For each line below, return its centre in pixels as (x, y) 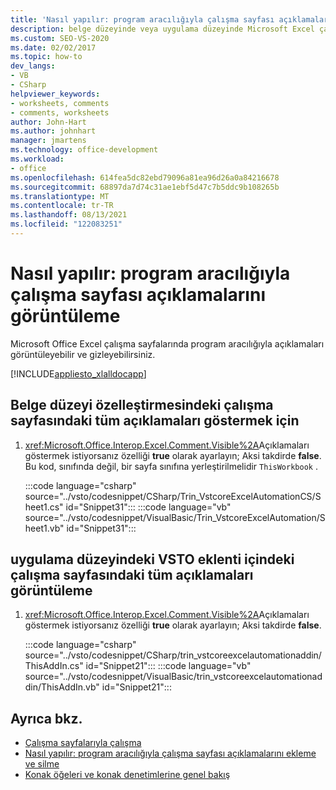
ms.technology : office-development (84, 150)
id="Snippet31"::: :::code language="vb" (148, 507)
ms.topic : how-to (46, 57)
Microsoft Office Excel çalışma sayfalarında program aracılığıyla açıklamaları (167, 343)
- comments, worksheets (60, 112)
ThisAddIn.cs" (54, 666)
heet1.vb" (44, 528)
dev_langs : (33, 66)
